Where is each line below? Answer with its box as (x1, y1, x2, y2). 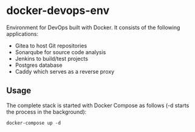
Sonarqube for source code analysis (15, 48, 106, 55)
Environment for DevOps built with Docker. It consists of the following (6, 24, 180, 31)
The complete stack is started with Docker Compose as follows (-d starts (6, 102, 190, 109)
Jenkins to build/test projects (15, 55, 88, 62)
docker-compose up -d (6, 120, 61, 126)
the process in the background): (6, 108, 87, 116)
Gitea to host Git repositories (15, 42, 87, 49)
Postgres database (15, 61, 63, 69)
